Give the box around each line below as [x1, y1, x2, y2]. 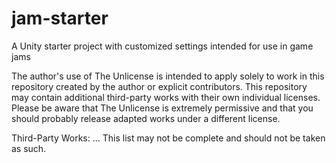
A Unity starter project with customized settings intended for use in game [11, 40, 314, 52]
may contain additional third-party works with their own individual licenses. [11, 91, 321, 103]
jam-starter [11, 7, 109, 30]
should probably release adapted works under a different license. [11, 112, 281, 124]
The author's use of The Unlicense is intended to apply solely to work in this [11, 70, 325, 82]
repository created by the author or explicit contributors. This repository [11, 80, 308, 92]
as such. [11, 142, 47, 154]
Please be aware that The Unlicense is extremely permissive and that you [11, 102, 314, 114]
